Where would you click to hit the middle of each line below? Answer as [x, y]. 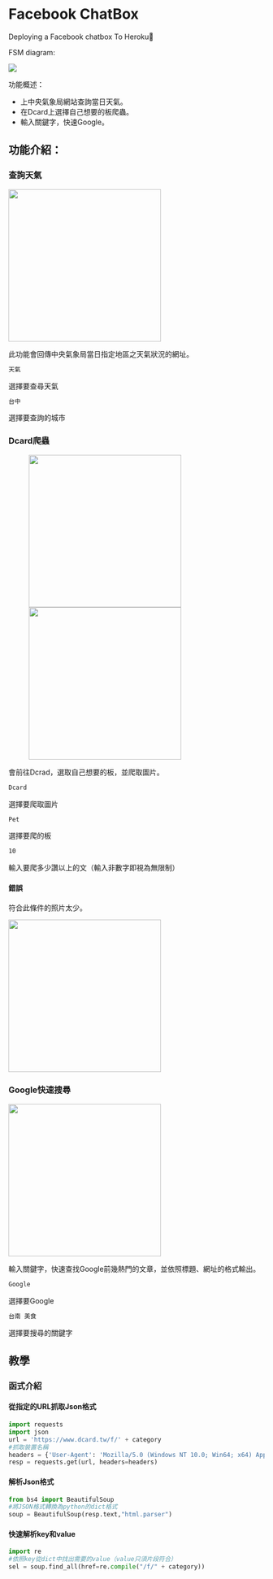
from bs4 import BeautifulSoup [61, 1499]
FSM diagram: [32, 52]
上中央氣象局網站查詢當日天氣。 [74, 102]
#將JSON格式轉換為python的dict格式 [63, 1507]
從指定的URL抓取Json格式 [52, 1407]
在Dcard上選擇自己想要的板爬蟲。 [77, 111]
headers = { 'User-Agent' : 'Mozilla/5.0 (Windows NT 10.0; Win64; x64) [130, 1455]
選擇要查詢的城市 [37, 418]
